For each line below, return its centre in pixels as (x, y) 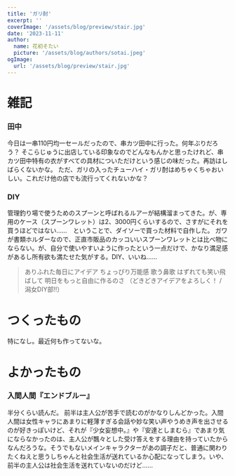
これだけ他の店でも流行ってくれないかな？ (87, 178)
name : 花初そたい (36, 46)
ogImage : (20, 60)
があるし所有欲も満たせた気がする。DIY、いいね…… (82, 257)
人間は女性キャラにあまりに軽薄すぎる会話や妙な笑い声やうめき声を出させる (118, 421)
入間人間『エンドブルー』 (51, 396)
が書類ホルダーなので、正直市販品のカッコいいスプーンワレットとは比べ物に (117, 239)
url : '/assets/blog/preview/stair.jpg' (72, 66)
